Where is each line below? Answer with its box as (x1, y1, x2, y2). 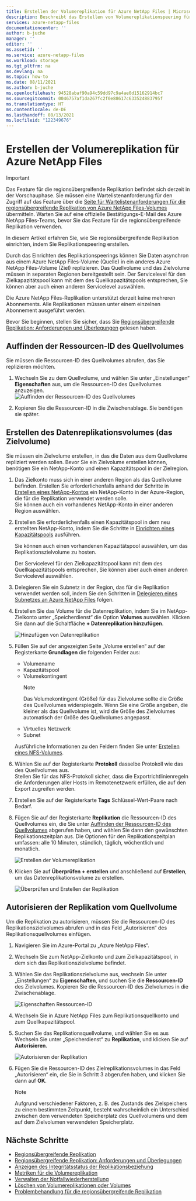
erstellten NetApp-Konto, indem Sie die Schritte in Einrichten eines (14, 524, 175, 531)
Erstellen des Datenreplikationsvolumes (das (6, 428, 173, 438)
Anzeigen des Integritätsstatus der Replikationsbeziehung (14, 1163, 153, 1171)
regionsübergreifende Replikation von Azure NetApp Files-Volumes (6, 204, 167, 211)
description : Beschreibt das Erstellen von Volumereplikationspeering (6, 14, 181, 20)
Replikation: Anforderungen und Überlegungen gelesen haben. (6, 324, 157, 331)
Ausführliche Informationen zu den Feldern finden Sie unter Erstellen (14, 743, 180, 750)
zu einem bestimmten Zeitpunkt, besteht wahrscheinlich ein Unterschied (14, 1106, 189, 1113)
